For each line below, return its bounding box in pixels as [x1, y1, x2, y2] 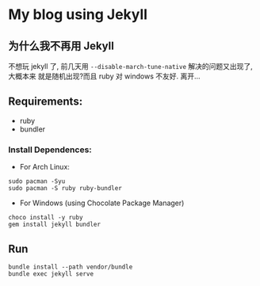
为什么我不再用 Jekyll [8, 39, 115, 52]
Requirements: [8, 95, 83, 109]
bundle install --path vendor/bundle [8, 263, 133, 271]
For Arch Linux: [19, 162, 70, 172]
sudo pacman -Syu [8, 177, 66, 185]
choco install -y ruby [8, 214, 83, 222]
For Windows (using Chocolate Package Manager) [19, 198, 185, 208]
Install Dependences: [8, 144, 93, 155]
